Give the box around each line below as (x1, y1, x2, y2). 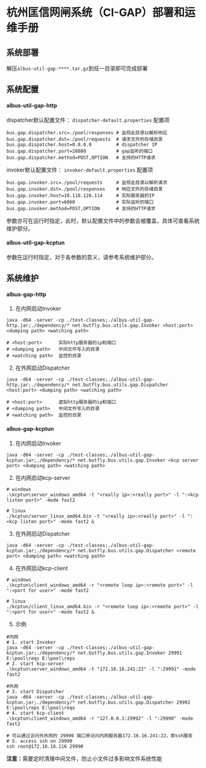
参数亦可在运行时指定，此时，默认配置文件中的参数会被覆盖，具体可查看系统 (6, 217, 200, 224)
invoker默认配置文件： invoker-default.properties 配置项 (6, 166, 153, 173)
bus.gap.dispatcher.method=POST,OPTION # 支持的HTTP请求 (6, 154, 156, 161)
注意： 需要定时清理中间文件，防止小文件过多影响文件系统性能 (6, 755, 162, 762)
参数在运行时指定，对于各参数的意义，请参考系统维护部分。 (6, 253, 157, 260)
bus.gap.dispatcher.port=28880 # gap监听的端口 (6, 148, 153, 154)
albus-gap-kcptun (6, 425, 54, 432)
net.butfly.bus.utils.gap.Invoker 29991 (77, 650, 183, 656)
